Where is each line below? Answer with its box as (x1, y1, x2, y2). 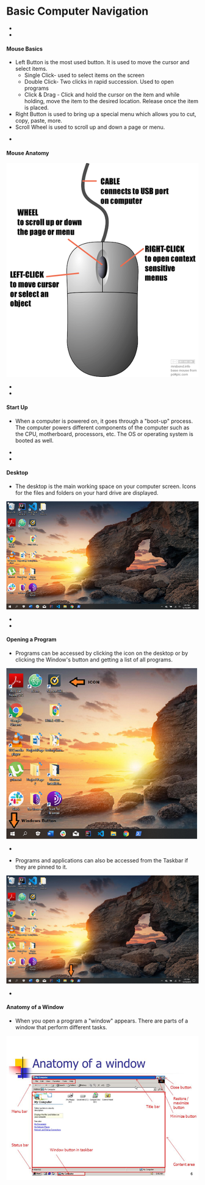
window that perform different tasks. (15, 1024, 107, 1031)
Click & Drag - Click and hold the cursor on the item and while (24, 91, 180, 98)
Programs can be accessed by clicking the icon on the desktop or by (15, 649, 189, 657)
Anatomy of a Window (6, 1004, 64, 1011)
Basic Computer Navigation (6, 4, 149, 18)
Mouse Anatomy (6, 149, 49, 156)
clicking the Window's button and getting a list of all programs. (15, 655, 173, 663)
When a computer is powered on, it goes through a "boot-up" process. (15, 417, 193, 425)
